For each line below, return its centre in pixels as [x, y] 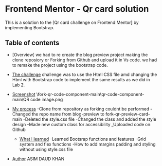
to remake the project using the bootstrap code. [60, 65]
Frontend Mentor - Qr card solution [77, 9]
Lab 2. [18, 85]
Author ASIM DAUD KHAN [38, 159]
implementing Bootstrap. [30, 27]
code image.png [47, 99]
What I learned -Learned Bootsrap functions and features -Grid [83, 139]
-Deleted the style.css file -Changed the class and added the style [90, 119]
